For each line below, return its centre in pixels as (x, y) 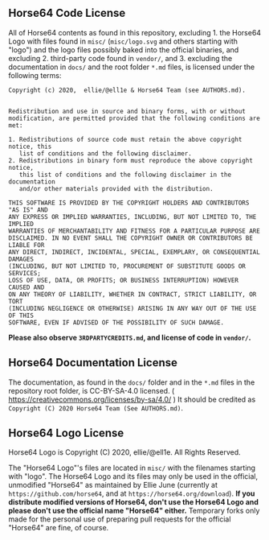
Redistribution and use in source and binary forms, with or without (127, 111)
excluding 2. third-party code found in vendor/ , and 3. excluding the (120, 58)
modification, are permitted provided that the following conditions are (134, 118)
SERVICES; (25, 273)
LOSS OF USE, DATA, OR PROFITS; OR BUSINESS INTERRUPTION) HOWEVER (124, 280)
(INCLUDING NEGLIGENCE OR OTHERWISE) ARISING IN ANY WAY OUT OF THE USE (132, 308)
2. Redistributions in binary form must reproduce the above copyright (130, 160)
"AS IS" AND (28, 210)
